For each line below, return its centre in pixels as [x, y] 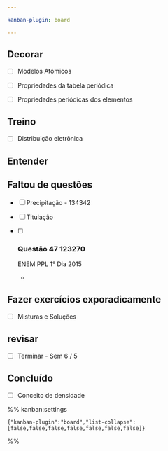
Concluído [30, 379]
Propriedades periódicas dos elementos [75, 99]
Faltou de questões [50, 185]
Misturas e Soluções [47, 317]
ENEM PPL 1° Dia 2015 [50, 264]
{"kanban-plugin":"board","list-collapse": [72, 422]
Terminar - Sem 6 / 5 [48, 356]
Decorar [25, 54]
